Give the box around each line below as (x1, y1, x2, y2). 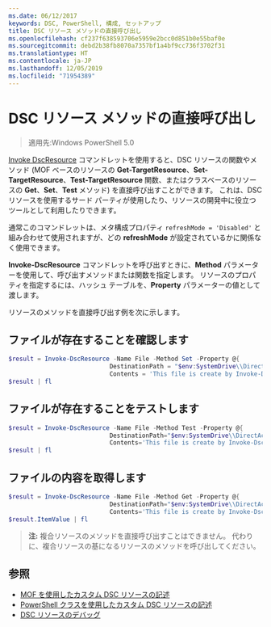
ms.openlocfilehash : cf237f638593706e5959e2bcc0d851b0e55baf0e (8, 34, 226, 43)
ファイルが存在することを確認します (8, 333, 189, 347)
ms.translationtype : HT (8, 49, 89, 57)
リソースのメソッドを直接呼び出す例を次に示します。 (8, 307, 184, 317)
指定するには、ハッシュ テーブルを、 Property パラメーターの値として (29, 280, 261, 289)
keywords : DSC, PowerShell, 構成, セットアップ (8, 19, 161, 27)
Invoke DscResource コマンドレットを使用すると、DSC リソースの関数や (8, 154, 250, 164)
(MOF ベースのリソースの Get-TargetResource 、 (31, 165, 194, 175)
